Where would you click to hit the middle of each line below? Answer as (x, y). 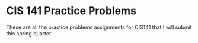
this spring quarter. (29, 33)
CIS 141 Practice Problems (71, 11)
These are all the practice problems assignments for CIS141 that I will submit (99, 27)
